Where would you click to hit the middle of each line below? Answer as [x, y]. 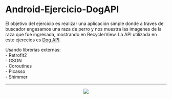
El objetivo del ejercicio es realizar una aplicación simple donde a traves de [84, 23]
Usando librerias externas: [33, 49]
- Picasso [15, 71]
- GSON [14, 60]
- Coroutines [19, 66]
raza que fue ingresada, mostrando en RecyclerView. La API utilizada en [81, 34]
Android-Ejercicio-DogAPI [62, 9]
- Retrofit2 [16, 55]
